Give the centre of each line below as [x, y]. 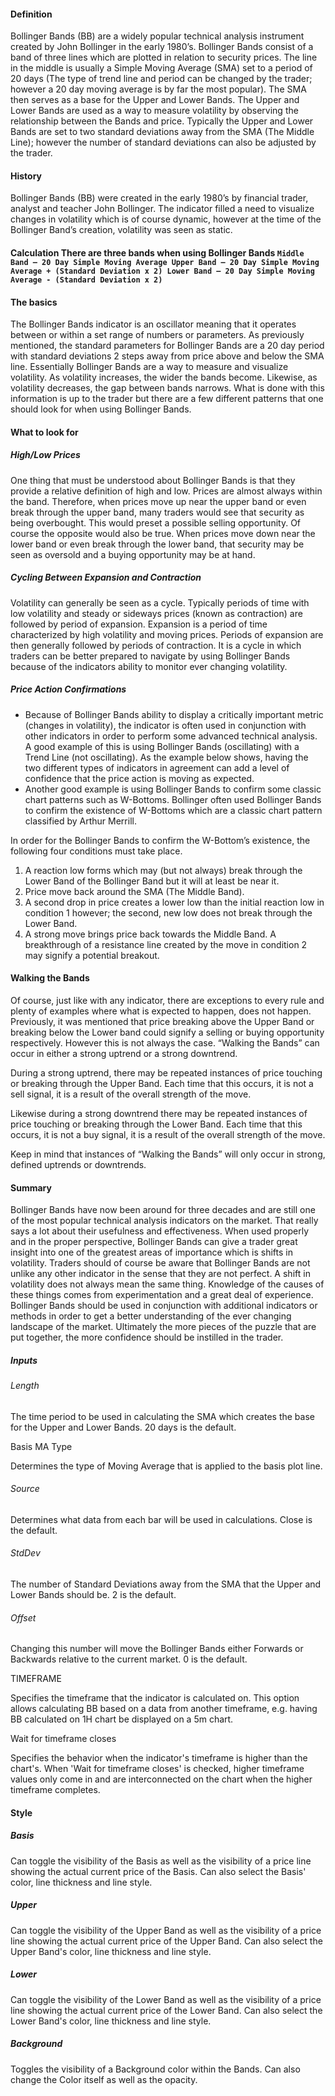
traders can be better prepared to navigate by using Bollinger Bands [150, 656]
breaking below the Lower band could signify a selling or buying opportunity [167, 1032]
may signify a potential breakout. [92, 955]
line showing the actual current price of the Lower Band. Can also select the [166, 2010]
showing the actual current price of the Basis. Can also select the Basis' [158, 1871]
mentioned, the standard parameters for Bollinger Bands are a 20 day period [167, 346]
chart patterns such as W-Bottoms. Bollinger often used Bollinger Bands [173, 799]
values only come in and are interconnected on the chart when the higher [161, 1779]
